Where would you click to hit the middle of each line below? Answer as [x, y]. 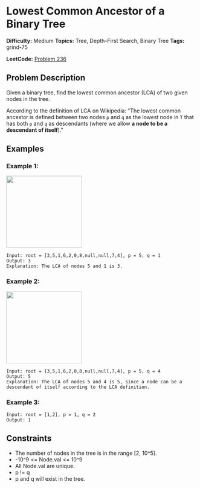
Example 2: [23, 281]
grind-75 [17, 47]
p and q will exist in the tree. [50, 478]
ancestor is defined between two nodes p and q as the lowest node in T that [100, 117]
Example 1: [22, 166]
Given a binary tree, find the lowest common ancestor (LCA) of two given [97, 93]
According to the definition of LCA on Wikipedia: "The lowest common [94, 111]
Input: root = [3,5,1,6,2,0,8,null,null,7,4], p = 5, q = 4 [84, 371]
